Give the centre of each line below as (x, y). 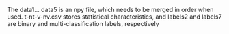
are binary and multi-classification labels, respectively (83, 24)
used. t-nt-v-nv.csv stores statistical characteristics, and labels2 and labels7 (114, 17)
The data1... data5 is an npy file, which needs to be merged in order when (110, 10)
